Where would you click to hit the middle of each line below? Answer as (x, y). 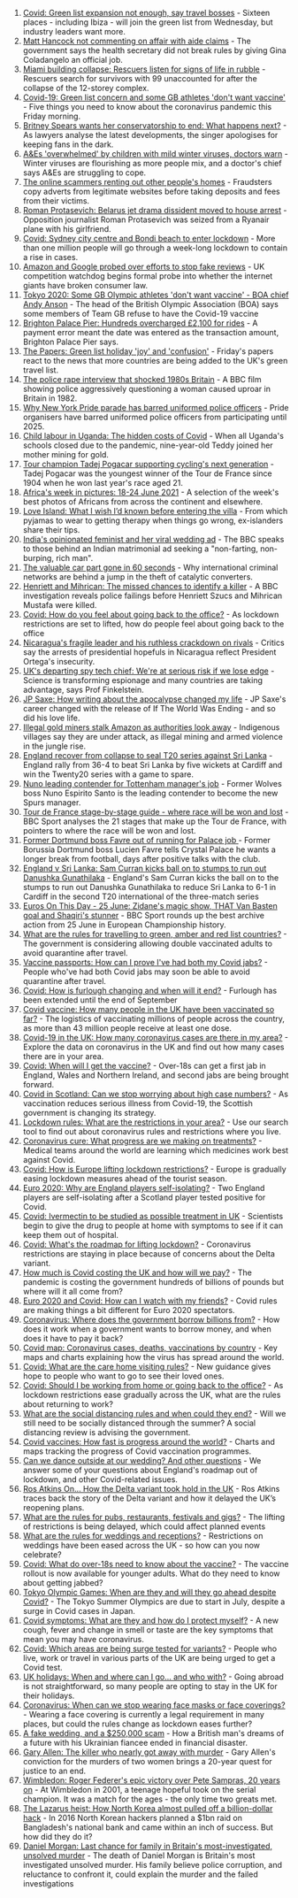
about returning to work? (68, 1404)
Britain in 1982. (50, 398)
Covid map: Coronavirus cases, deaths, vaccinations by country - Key (150, 1348)
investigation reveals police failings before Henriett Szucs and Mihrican (153, 596)
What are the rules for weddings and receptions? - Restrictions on (143, 1536)
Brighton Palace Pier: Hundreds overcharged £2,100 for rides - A (141, 323)
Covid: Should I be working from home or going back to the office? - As (153, 1385)
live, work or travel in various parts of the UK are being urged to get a (149, 1658)
